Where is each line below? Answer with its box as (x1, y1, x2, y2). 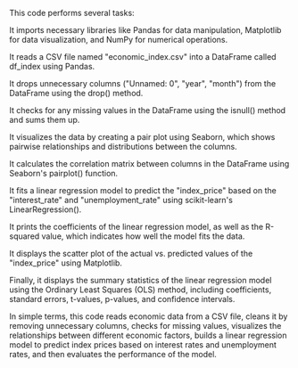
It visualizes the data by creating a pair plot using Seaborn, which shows (9, 132, 276, 142)
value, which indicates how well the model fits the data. (41, 231, 245, 241)
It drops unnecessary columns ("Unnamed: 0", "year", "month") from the (9, 78, 277, 88)
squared (9, 231, 40, 241)
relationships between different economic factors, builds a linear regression (9, 330, 287, 340)
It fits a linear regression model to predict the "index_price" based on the (9, 185, 277, 195)
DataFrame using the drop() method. (9, 88, 144, 98)
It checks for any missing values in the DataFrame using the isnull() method (9, 105, 286, 115)
